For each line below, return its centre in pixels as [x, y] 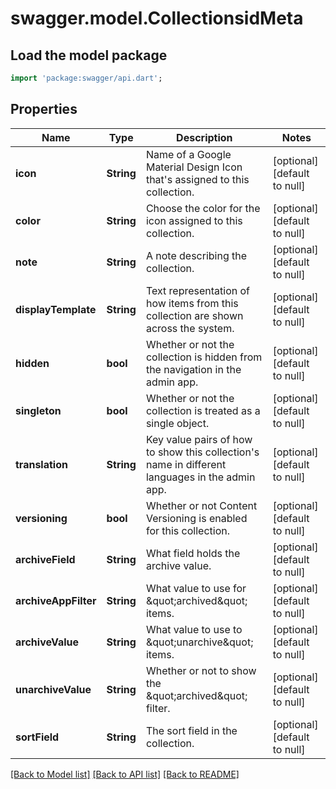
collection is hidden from [204, 357]
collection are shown [194, 315]
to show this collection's [202, 452]
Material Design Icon [194, 167]
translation [41, 464]
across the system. [190, 328]
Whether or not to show [201, 670]
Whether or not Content [201, 505]
